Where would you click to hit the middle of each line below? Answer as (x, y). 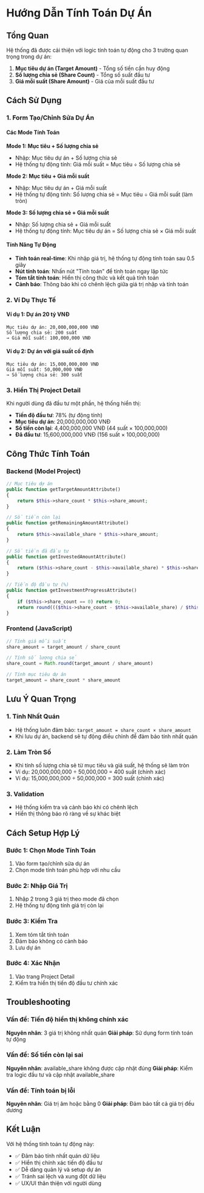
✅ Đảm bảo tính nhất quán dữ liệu (57, 1156)
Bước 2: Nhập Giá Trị (37, 885)
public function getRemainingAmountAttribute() (68, 523)
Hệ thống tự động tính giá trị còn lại (59, 906)
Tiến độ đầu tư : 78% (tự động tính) (59, 415)
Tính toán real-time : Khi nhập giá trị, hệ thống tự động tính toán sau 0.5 (105, 258)
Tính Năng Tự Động (31, 245)
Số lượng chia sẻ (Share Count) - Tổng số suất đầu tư (83, 75)
